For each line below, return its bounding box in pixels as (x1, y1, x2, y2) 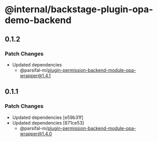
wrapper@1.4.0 (19, 130, 52, 136)
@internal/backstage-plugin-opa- (5, 4, 153, 15)
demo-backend (5, 14, 72, 26)
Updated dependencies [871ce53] (12, 120, 84, 126)
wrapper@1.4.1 (19, 73, 51, 79)
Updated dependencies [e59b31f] (12, 114, 84, 121)
